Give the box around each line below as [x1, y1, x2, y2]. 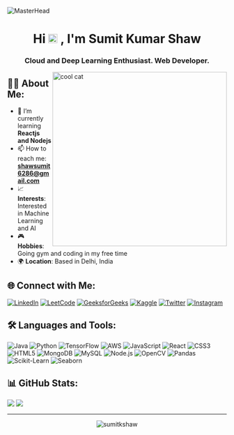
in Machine [17, 209, 50, 217]
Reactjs [17, 129, 40, 137]
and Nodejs [17, 136, 52, 144]
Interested [17, 201, 47, 210]
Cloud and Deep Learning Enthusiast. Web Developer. [24, 56, 210, 66]
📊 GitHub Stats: [7, 377, 79, 389]
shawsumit [17, 161, 51, 170]
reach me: [17, 154, 47, 162]
